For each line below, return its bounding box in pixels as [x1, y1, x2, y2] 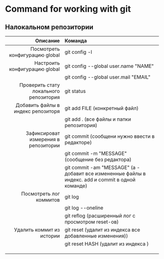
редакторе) [64, 139, 92, 146]
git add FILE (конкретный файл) [64, 105, 139, 111]
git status [64, 88, 86, 94]
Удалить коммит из [14, 226, 60, 233]
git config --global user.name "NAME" [64, 63, 154, 69]
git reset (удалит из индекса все [64, 226, 141, 233]
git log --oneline [64, 204, 103, 211]
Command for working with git [5, 3, 131, 15]
